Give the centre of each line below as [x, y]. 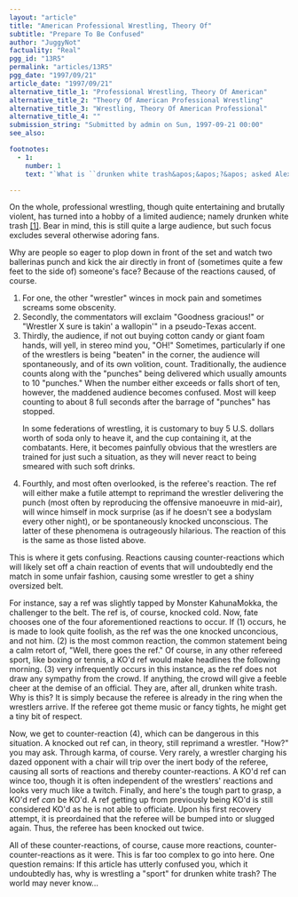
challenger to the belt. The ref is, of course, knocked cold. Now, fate [134, 613]
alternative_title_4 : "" [55, 116]
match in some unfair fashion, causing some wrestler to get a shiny [132, 577]
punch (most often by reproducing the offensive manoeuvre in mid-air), [152, 502]
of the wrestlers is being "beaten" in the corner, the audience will [141, 355]
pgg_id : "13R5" [37, 59]
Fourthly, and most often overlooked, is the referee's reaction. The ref [149, 484]
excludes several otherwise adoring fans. [84, 236]
